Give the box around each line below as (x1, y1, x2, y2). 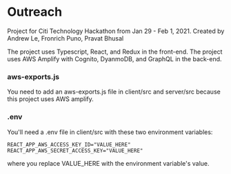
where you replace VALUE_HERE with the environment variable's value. (7, 159, 210, 167)
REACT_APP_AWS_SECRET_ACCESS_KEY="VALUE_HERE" (7, 147, 143, 154)
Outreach (7, 4, 63, 20)
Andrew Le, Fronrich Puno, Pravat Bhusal (7, 34, 124, 42)
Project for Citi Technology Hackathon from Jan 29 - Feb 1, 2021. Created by (7, 27, 225, 35)
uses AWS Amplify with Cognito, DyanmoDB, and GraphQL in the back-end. (7, 54, 222, 63)
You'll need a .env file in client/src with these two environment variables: (7, 128, 213, 136)
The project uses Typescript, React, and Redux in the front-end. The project (7, 47, 223, 56)
